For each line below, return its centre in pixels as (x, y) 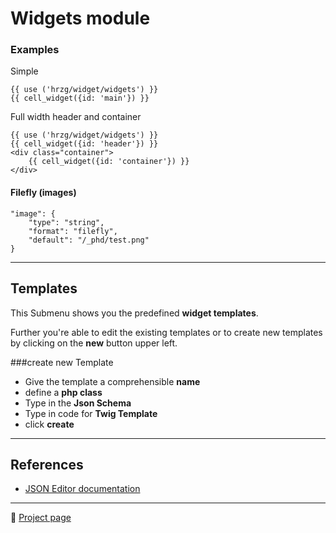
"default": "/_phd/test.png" (89, 240)
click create (49, 424)
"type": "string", (66, 222)
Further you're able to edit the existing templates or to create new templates (166, 332)
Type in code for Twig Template (91, 413)
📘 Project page (41, 518)
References (47, 464)
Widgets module (80, 18)
